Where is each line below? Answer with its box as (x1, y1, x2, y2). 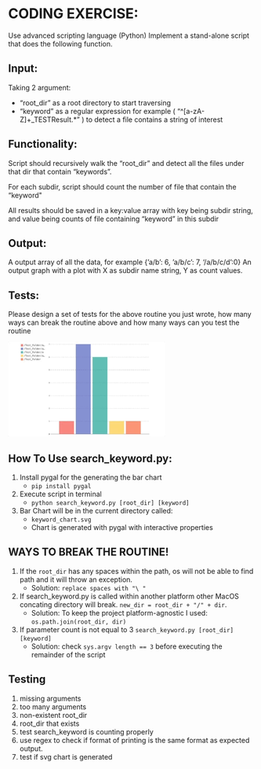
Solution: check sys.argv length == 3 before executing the (31, 642, 223, 651)
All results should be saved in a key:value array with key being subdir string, (8, 205, 253, 215)
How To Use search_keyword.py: (8, 451, 172, 465)
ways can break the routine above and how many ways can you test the (8, 318, 240, 327)
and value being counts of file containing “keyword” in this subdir (8, 214, 219, 223)
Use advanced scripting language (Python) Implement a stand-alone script (8, 31, 249, 40)
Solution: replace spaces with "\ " (31, 583, 147, 592)
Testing (8, 673, 46, 686)
